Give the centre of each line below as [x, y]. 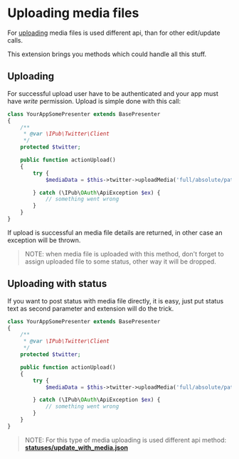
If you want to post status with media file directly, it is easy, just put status [116, 301]
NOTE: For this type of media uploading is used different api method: [126, 440]
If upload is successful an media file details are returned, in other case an [115, 232]
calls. [15, 40]
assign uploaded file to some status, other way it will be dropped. [121, 261]
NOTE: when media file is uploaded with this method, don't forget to [124, 254]
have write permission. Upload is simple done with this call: [94, 101]
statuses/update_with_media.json [76, 447]
